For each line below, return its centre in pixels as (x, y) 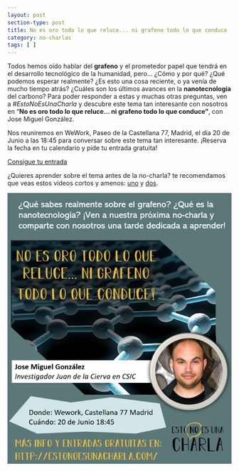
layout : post (27, 15)
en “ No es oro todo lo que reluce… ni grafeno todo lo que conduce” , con (115, 112)
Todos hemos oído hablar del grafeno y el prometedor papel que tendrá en (117, 66)
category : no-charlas (39, 38)
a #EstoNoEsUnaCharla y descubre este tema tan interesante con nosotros (118, 104)
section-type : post (36, 22)
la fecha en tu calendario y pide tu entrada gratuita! (83, 148)
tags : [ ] (22, 45)
